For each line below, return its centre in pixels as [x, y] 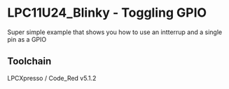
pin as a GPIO [27, 39]
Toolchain [29, 62]
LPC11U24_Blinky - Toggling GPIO [107, 13]
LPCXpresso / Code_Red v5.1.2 [52, 78]
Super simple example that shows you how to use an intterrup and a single [115, 32]
